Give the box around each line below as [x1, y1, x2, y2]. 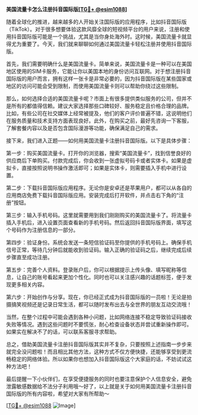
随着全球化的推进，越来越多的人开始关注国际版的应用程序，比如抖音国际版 [6, 18, 187, 25]
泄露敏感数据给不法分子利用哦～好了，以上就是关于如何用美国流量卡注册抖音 [6, 383, 192, 390]
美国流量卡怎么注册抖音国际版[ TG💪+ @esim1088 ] [6, 6, 128, 12]
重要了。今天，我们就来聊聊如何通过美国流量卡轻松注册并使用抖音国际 [21, 41, 192, 47]
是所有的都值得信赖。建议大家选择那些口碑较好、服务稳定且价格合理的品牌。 [6, 103, 192, 109]
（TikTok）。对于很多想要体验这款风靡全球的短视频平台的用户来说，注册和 [6, 26, 185, 32]
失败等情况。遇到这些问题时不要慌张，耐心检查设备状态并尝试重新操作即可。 [6, 321, 192, 328]
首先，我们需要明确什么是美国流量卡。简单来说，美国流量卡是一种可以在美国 [6, 60, 192, 67]
